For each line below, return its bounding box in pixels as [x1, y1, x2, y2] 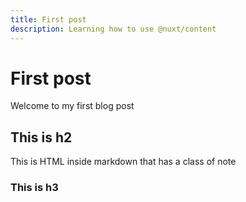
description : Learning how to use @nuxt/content [10, 24, 217, 34]
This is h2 [10, 129, 73, 146]
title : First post [10, 14, 87, 25]
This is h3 [10, 181, 59, 195]
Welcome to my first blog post [10, 100, 135, 112]
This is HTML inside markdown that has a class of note [10, 156, 237, 168]
